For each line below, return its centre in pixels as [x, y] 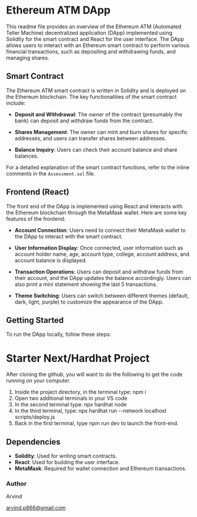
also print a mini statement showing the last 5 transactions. [86, 284]
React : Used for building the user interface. [67, 462]
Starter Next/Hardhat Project [78, 358]
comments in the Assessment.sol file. [51, 174]
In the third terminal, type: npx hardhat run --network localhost [91, 411]
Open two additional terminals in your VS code [71, 398]
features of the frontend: [36, 219]
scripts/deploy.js [35, 417]
